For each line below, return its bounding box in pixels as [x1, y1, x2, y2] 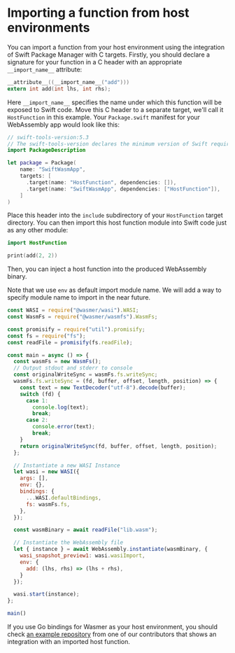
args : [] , [20, 475, 49, 482]
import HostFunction [7, 239, 68, 246]
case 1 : [25, 397, 49, 404]
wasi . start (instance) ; [13, 591, 80, 598]
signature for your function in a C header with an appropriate [7, 57, 183, 66]
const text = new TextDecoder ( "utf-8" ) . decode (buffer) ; [20, 384, 187, 391]
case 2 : [25, 416, 49, 424]
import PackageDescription [7, 147, 86, 154]
